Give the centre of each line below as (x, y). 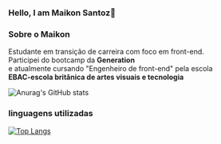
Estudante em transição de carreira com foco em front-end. (107, 52)
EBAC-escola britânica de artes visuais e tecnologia (96, 77)
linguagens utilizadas (51, 114)
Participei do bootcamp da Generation (72, 60)
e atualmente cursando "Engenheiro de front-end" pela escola (110, 69)
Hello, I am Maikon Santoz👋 (62, 13)
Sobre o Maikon (39, 34)
